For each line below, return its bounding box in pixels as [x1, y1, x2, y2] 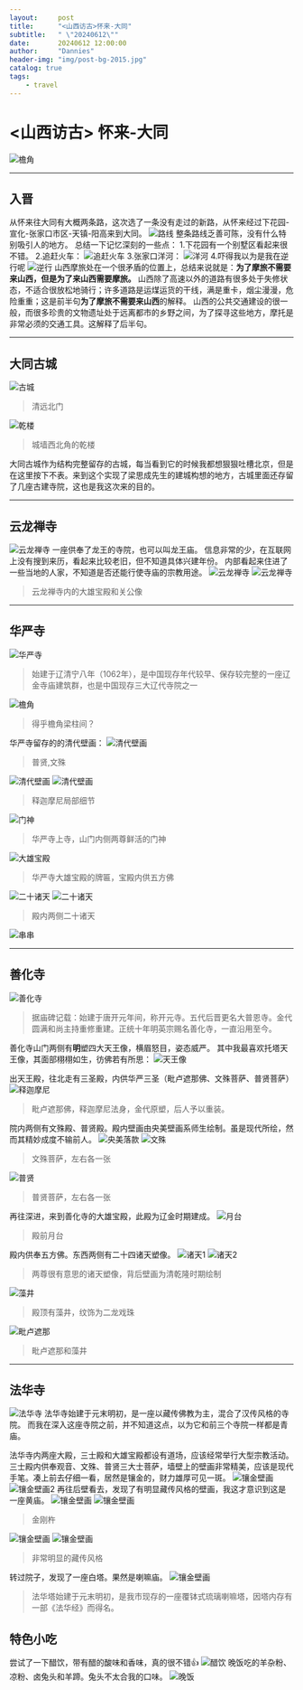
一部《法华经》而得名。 [31, 1602, 119, 1613]
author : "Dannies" [9, 47, 95, 56]
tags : [9, 72, 30, 81]
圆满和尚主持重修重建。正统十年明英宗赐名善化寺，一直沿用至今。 [31, 1023, 277, 1034]
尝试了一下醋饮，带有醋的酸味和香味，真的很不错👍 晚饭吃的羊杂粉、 [9, 1657, 291, 1668]
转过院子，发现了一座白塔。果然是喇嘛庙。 [9, 1572, 168, 1582]
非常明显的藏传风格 [31, 1553, 104, 1563]
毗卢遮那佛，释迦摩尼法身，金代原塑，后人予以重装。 [31, 1103, 230, 1114]
